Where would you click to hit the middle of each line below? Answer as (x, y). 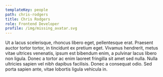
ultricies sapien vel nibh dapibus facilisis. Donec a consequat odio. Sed (78, 64)
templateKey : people (27, 10)
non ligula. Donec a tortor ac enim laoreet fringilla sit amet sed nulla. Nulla (81, 58)
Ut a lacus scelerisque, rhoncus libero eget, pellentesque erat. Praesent (79, 42)
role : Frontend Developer (32, 24)
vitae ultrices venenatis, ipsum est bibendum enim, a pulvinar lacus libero (81, 53)
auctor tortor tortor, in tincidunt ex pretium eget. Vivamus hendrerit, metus (82, 48)
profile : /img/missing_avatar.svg (41, 28)
